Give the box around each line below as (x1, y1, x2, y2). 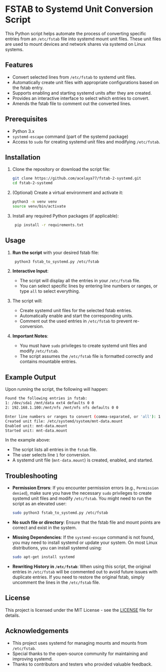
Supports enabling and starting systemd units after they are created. (12, 90, 152, 96)
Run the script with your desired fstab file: (12, 249, 99, 255)
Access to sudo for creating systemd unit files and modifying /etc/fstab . (12, 138, 161, 145)
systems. (5, 46, 24, 52)
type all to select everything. (19, 288, 80, 294)
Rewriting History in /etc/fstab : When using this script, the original (12, 563, 151, 569)
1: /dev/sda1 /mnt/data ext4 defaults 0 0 (5, 401, 94, 406)
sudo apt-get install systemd (12, 555, 75, 560)
